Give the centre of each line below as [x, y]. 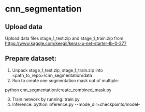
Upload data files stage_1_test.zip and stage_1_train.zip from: [65, 38]
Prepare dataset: [31, 59]
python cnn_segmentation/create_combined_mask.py [58, 90]
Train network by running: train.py [46, 99]
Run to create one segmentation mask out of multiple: [65, 80]
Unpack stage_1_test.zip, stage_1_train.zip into [57, 70]
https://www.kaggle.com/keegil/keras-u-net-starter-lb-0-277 [66, 43]
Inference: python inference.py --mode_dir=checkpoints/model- [76, 104]
